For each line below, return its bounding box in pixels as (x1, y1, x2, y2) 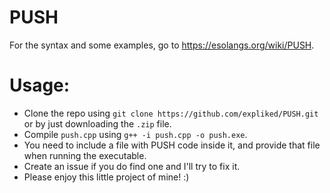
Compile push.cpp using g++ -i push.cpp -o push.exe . (23, 128, 248, 140)
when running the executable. (23, 149, 147, 161)
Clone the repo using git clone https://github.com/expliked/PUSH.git (23, 107, 319, 119)
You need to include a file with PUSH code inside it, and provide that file (23, 139, 321, 151)
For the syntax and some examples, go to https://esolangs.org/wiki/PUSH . (9, 39, 315, 51)
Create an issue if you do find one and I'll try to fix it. (23, 160, 241, 172)
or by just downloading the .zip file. (23, 117, 172, 130)
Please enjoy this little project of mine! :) (23, 171, 190, 183)
